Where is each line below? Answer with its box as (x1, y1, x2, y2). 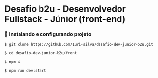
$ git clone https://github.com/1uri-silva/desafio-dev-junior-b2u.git (4, 42, 153, 47)
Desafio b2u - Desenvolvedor (4, 3, 126, 15)
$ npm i (4, 60, 20, 64)
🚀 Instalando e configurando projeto (4, 31, 92, 38)
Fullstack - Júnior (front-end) (4, 14, 126, 25)
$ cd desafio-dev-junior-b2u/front (4, 51, 77, 56)
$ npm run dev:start (4, 68, 47, 73)
